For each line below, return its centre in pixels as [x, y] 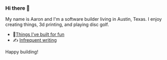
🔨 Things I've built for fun [38, 35]
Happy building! [22, 52]
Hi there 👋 [18, 8]
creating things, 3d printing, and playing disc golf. [57, 24]
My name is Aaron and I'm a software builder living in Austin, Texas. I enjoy [83, 19]
